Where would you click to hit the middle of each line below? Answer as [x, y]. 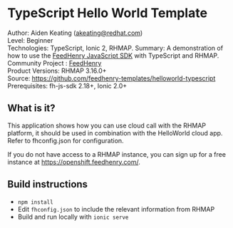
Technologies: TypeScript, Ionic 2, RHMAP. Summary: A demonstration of [115, 48]
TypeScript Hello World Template [108, 13]
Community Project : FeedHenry [55, 63]
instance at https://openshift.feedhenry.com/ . [74, 162]
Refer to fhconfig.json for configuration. [66, 140]
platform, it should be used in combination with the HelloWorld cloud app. [115, 133]
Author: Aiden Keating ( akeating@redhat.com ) [75, 33]
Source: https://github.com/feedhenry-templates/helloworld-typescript [112, 78]
